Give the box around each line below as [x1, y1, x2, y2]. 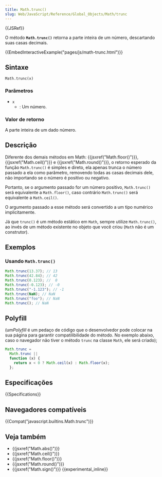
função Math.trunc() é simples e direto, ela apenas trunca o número [5, 164, 142, 170]
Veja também [5, 433, 46, 441]
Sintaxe [5, 63, 29, 71]
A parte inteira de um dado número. [5, 127, 76, 133]
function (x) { [9, 356, 40, 361]
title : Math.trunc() [5, 7, 47, 12]
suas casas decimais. [5, 40, 48, 45]
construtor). [5, 229, 29, 235]
